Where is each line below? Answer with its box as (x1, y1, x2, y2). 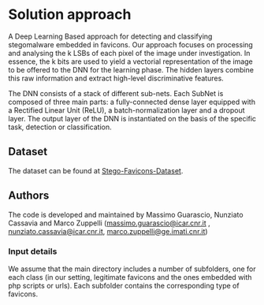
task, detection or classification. (8, 122, 112, 132)
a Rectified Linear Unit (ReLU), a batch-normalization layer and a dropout (8, 105, 246, 115)
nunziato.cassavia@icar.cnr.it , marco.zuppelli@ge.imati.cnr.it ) (8, 226, 208, 236)
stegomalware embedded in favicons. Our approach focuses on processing (8, 39, 254, 49)
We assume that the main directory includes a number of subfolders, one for (8, 264, 256, 273)
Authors (8, 189, 50, 203)
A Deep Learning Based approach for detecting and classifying (8, 32, 213, 41)
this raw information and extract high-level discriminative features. (8, 73, 225, 83)
